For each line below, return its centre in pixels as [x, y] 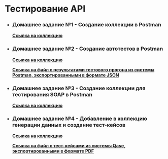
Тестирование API [45, 9]
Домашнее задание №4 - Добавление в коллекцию [80, 118]
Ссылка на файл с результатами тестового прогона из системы [83, 69]
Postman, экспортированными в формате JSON [65, 75]
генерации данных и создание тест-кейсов [69, 125]
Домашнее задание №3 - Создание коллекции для [79, 88]
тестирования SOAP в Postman [52, 94]
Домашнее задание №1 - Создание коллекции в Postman [87, 25]
